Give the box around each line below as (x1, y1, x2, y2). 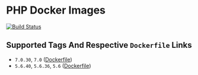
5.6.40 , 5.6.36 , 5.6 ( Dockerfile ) (14, 62, 91, 69)
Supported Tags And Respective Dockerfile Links (6, 40, 192, 50)
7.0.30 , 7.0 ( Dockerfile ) (14, 56, 72, 63)
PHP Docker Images (6, 4, 106, 17)
